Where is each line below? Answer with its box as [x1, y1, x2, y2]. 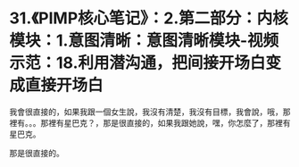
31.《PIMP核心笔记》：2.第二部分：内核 [9, 8, 288, 29]
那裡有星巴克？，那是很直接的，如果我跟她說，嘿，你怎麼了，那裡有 [39, 117, 291, 128]
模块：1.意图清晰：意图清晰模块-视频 [9, 30, 279, 51]
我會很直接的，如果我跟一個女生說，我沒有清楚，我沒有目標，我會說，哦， [9, 106, 283, 117]
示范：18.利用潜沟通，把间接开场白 [9, 53, 266, 73]
